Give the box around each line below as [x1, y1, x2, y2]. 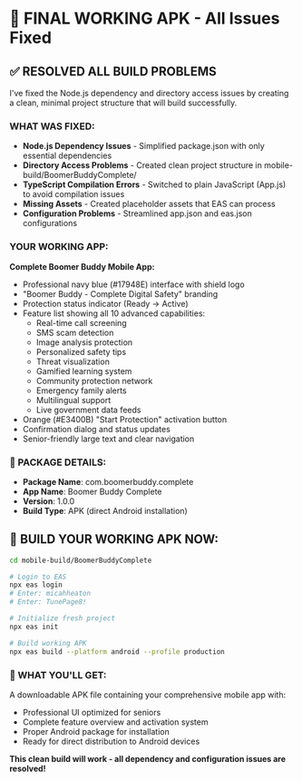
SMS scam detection [35, 327, 114, 338]
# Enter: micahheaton [9, 589, 92, 598]
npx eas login [9, 580, 63, 589]
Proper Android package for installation [22, 726, 170, 737]
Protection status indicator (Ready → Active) [22, 298, 189, 309]
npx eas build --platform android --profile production [9, 647, 225, 657]
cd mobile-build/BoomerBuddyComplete [9, 556, 152, 565]
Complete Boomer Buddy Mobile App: [9, 261, 155, 272]
